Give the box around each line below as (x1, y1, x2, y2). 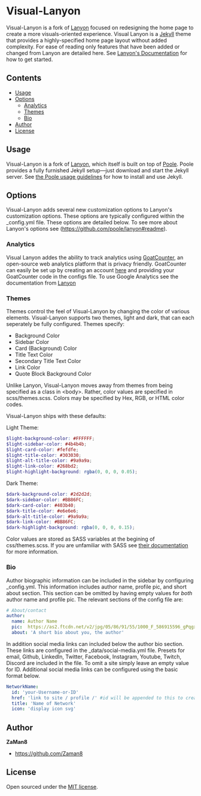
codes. (6, 401, 23, 408)
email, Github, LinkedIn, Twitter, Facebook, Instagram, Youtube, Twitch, (6, 653, 182, 660)
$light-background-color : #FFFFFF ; (6, 435, 95, 441)
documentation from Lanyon (6, 279, 76, 286)
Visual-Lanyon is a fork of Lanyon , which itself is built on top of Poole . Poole (6, 160, 194, 167)
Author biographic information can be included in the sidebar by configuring (6, 577, 194, 584)
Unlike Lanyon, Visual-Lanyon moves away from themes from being (6, 382, 173, 389)
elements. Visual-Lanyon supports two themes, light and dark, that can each (6, 314, 194, 321)
